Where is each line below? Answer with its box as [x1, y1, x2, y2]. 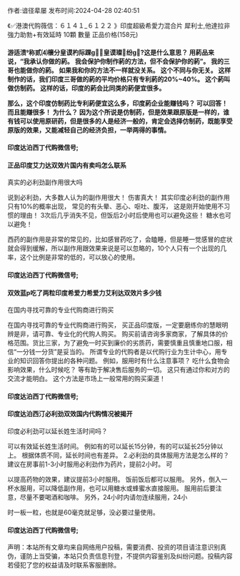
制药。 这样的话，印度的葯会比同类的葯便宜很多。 [19, 84, 166, 92]
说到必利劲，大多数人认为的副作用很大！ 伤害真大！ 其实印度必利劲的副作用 [7, 193, 230, 202]
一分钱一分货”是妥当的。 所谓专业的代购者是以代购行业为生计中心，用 [16, 348, 221, 356]
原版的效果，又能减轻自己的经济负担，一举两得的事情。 [7, 126, 170, 134]
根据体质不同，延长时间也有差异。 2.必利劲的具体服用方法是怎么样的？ [21, 450, 230, 459]
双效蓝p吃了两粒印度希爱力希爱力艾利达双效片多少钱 [7, 288, 162, 297]
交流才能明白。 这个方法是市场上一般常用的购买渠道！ [7, 374, 166, 383]
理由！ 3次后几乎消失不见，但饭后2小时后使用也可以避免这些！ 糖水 [19, 211, 219, 220]
